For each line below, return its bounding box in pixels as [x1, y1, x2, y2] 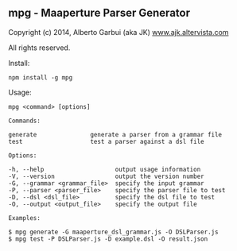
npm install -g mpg [8, 73, 73, 82]
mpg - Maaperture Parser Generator [8, 6, 191, 20]
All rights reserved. [8, 43, 71, 52]
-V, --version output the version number [8, 172, 204, 180]
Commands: [8, 117, 41, 125]
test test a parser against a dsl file [8, 137, 204, 145]
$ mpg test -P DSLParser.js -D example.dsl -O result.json [8, 234, 208, 243]
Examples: [8, 214, 41, 222]
